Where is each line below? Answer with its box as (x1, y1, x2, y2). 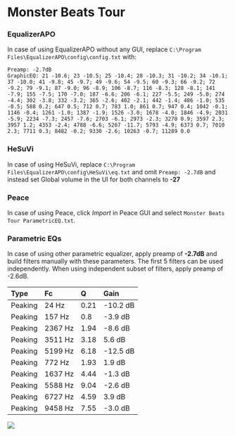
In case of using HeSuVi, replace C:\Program (7, 160, 136, 169)
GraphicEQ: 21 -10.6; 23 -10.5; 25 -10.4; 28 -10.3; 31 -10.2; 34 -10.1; (7, 72, 229, 79)
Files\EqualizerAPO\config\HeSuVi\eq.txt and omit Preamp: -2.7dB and (7, 167, 216, 176)
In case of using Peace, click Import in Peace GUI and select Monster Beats (7, 209, 225, 217)
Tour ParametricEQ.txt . (7, 216, 76, 225)
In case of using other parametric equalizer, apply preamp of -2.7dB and (7, 250, 217, 258)
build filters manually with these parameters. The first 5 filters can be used (7, 257, 224, 266)
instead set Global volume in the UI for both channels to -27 (7, 175, 181, 184)
